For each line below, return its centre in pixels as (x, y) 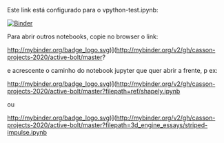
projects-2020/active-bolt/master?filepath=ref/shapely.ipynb (94, 91)
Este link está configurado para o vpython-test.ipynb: (83, 10)
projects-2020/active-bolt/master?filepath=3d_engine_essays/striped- (108, 125)
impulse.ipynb (27, 132)
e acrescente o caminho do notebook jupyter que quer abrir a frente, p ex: (113, 70)
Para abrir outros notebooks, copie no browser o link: (83, 36)
